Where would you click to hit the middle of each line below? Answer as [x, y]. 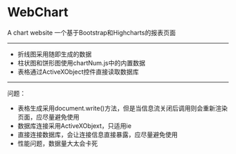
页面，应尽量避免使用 [48, 117]
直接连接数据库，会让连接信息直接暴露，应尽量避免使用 [97, 134]
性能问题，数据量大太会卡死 [58, 143]
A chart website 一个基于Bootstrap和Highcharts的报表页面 [92, 32]
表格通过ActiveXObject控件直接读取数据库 [78, 72]
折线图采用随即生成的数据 [54, 54]
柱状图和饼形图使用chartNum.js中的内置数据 [81, 63]
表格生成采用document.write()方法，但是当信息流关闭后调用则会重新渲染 [123, 108]
